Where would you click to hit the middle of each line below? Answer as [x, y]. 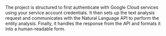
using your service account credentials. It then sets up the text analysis [80, 13]
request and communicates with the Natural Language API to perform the [82, 18]
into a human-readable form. [35, 29]
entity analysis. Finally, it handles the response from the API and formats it [83, 23]
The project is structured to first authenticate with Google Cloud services [82, 7]
